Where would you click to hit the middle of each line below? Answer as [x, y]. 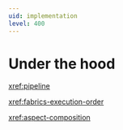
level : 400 [27, 24]
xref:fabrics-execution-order [56, 102]
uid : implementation [43, 16]
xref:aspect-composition [49, 118]
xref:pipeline [29, 86]
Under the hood [62, 64]
